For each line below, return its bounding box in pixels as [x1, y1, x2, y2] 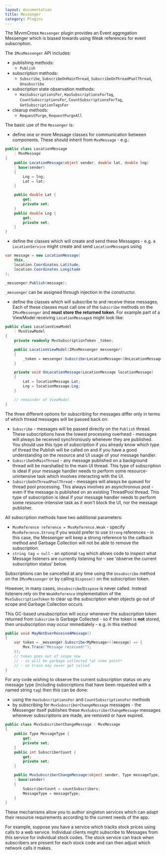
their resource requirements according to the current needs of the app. [5, 814, 150, 820]
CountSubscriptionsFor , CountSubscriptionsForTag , [19, 97, 124, 103]
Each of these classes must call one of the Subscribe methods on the [12, 304, 153, 310]
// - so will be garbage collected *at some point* [14, 658, 123, 663]
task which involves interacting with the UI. [37, 473, 124, 479]
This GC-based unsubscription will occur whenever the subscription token [5, 611, 157, 617]
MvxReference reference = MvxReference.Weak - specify [12, 524, 125, 530]
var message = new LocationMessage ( [5, 253, 81, 258]
